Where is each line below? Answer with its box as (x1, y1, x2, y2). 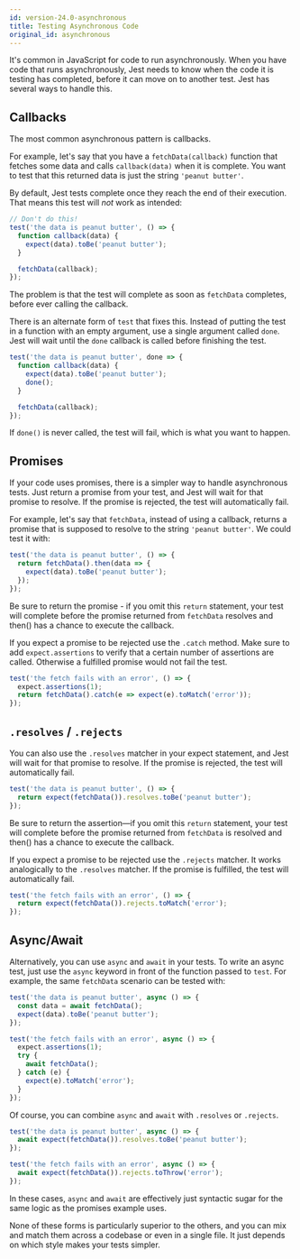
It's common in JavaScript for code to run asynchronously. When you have (9, 55, 286, 66)
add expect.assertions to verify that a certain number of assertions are (9, 647, 275, 657)
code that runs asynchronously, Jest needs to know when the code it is (9, 64, 275, 75)
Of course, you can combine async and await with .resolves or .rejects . (9, 1109, 279, 1120)
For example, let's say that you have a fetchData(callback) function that (9, 151, 277, 162)
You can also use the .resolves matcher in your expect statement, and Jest (9, 748, 289, 758)
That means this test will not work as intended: (9, 198, 183, 208)
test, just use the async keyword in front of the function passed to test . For (9, 966, 286, 977)
